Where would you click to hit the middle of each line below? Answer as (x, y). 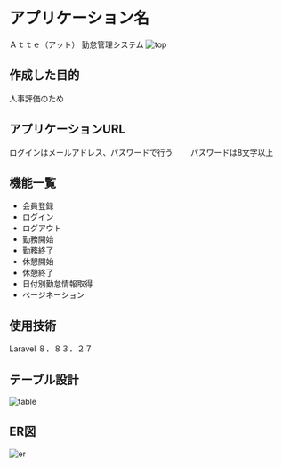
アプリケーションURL (68, 129)
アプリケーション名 (79, 18)
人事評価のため (36, 98)
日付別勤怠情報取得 (57, 284)
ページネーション (53, 295)
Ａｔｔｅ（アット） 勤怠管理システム (77, 44)
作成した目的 (44, 75)
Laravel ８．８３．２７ (51, 349)
